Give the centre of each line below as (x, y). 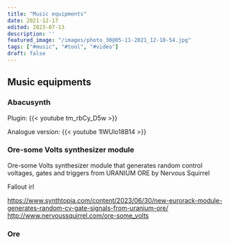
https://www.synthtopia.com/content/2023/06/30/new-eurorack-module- (115, 200)
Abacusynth (29, 102)
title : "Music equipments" (47, 14)
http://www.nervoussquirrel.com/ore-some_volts (78, 215)
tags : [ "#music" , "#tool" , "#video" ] (63, 47)
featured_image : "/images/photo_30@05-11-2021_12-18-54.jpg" (99, 40)
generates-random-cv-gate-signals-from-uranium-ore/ (88, 208)
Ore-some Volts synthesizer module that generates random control (105, 165)
